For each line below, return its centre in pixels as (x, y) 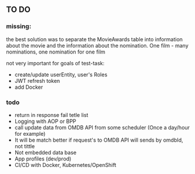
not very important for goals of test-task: (55, 63)
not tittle (25, 146)
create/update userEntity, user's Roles (61, 74)
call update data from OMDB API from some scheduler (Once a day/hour (102, 127)
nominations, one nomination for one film (56, 52)
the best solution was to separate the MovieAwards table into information (95, 39)
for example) (30, 133)
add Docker (29, 87)
